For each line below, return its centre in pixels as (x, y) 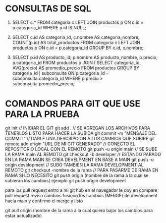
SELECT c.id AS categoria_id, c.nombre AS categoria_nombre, (76, 37)
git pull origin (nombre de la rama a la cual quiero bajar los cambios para (79, 210)
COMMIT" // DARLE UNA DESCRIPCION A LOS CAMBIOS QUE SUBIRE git (80, 138)
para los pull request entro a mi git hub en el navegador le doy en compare (81, 190)
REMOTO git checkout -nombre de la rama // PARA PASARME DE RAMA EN (82, 170)
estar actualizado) (24, 216)
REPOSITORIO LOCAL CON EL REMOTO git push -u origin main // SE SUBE (81, 149)
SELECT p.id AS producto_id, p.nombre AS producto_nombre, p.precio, (85, 57)
